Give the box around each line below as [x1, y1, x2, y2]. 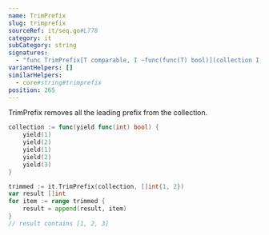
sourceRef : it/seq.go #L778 [8, 26, 98, 34]
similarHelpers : [8, 71, 62, 79]
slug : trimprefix [8, 19, 66, 27]
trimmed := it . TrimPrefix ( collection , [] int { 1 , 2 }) [8, 182, 184, 190]
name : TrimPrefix [8, 11, 66, 20]
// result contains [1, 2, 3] [8, 219, 110, 228]
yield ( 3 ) [22, 161, 52, 169]
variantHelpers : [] [8, 64, 74, 72]
